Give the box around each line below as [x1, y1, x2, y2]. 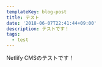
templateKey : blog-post [6, 8, 67, 15]
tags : [6, 31, 20, 37]
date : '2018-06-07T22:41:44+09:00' [6, 20, 97, 26]
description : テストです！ [6, 25, 70, 32]
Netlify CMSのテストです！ [6, 54, 75, 61]
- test [12, 37, 29, 43]
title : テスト [6, 14, 40, 21]
